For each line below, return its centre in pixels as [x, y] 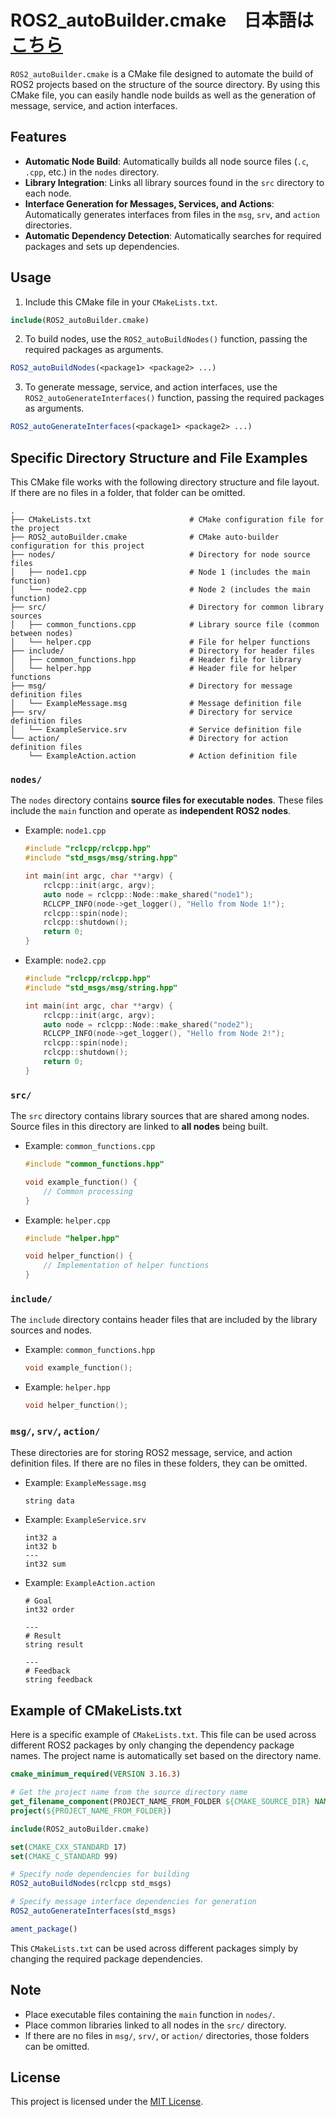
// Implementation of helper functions [126, 1266]
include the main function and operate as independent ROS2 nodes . [151, 811]
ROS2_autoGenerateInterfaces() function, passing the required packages [174, 398]
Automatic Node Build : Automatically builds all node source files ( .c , [167, 161]
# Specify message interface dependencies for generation [133, 1902]
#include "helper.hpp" [72, 1238]
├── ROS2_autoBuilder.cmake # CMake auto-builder [145, 537]
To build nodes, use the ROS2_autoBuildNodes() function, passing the [166, 339]
